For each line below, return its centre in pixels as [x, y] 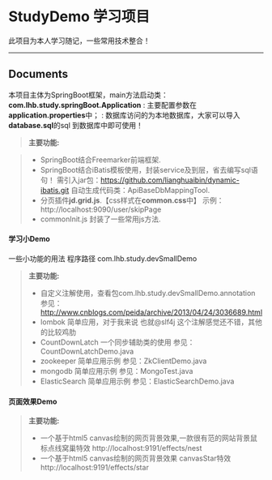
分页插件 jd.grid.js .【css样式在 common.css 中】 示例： [132, 200]
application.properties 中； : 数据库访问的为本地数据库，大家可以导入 [124, 115]
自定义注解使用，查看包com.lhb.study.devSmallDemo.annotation [148, 293]
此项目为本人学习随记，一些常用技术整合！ [79, 41]
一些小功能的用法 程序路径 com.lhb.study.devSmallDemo [103, 258]
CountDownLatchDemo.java [87, 351]
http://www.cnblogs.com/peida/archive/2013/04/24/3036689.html [151, 312]
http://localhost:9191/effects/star [95, 468]
